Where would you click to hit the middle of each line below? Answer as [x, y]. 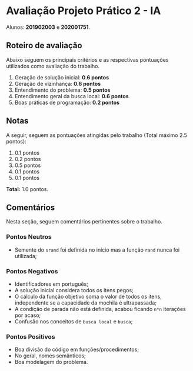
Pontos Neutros [29, 237]
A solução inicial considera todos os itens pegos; [74, 290]
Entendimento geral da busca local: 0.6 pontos [71, 96]
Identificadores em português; [51, 284]
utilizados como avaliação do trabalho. [53, 66]
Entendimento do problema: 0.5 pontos [62, 90]
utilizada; [26, 256]
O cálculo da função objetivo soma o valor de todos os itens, [88, 296]
